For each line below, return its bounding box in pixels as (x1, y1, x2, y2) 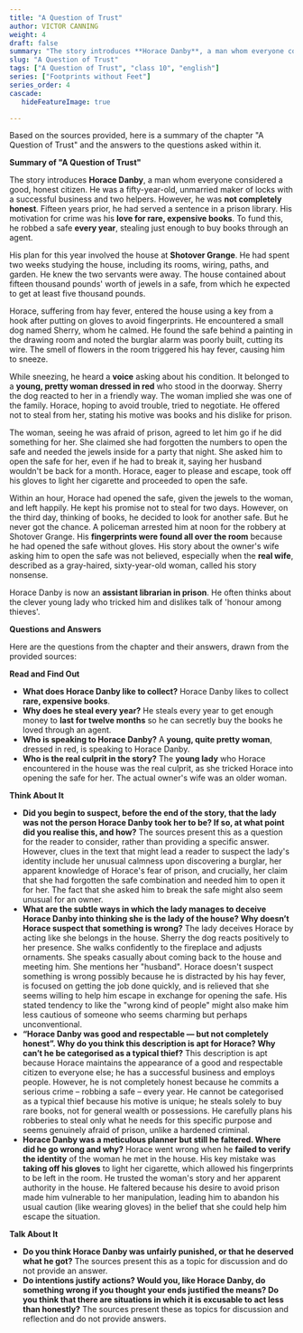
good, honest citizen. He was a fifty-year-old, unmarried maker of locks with (9, 184, 293, 195)
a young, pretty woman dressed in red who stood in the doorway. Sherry (9, 381, 283, 392)
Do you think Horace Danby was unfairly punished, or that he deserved (22, 1246, 295, 1257)
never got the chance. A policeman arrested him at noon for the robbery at (9, 522, 287, 533)
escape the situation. (22, 1211, 101, 1222)
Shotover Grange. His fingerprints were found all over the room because (9, 531, 283, 543)
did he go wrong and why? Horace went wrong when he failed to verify (22, 1144, 291, 1155)
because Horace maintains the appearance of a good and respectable (22, 1057, 284, 1068)
